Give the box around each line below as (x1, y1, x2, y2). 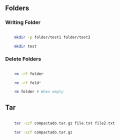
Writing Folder (5, 19, 41, 26)
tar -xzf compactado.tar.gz (14, 130, 72, 135)
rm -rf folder (14, 71, 43, 76)
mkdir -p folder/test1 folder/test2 (14, 34, 91, 39)
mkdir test (14, 43, 37, 49)
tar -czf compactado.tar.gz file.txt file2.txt (14, 121, 115, 126)
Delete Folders (5, 55, 41, 62)
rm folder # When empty (14, 89, 64, 94)
